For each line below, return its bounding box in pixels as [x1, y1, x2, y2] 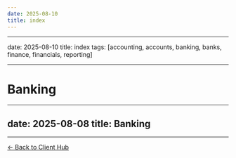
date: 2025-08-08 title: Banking [7, 117, 151, 130]
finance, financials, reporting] [7, 50, 93, 58]
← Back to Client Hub [7, 143, 69, 152]
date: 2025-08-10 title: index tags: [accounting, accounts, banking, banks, [7, 43, 223, 51]
